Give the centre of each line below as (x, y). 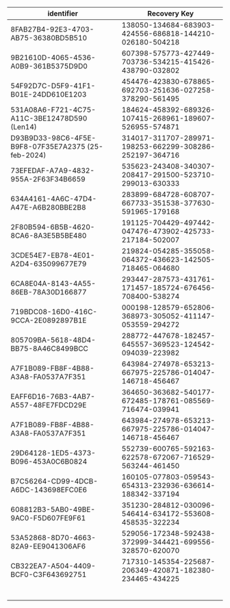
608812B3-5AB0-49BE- (53, 509)
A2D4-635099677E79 (49, 264)
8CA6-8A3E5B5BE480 (49, 236)
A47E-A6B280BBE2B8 (49, 207)
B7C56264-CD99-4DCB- (54, 481)
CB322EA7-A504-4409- (53, 566)
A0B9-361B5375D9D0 (49, 66)
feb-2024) (28, 155)
